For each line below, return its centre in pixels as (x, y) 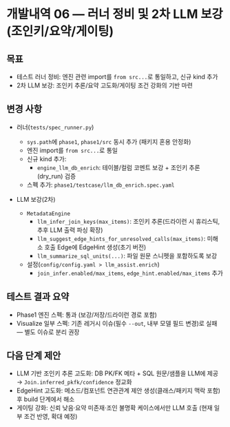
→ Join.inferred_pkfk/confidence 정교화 (74, 382)
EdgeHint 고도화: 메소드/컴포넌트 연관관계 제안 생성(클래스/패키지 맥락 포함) (118, 390)
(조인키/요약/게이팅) (60, 31)
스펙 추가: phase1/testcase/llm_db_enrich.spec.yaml (101, 185)
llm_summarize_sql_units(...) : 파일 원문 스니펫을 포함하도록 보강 (127, 256)
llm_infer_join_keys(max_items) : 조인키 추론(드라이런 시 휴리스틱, (128, 221)
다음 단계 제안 (34, 356)
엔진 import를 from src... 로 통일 (72, 150)
